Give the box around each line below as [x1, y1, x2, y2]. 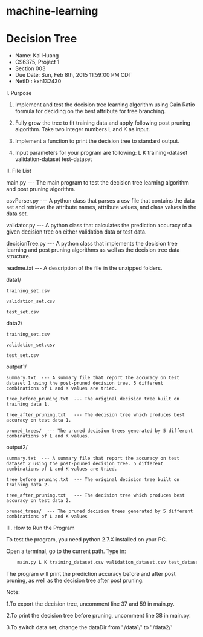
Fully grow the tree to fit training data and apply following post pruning [14, 119, 190, 126]
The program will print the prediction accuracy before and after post [6, 570, 176, 577]
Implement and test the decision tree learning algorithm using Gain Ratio [14, 101, 195, 108]
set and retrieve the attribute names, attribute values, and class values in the [6, 204, 197, 211]
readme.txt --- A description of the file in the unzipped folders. [6, 264, 163, 272]
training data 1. [6, 401, 50, 408]
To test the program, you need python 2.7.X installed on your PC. [6, 536, 167, 543]
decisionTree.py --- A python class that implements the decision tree [6, 240, 178, 247]
